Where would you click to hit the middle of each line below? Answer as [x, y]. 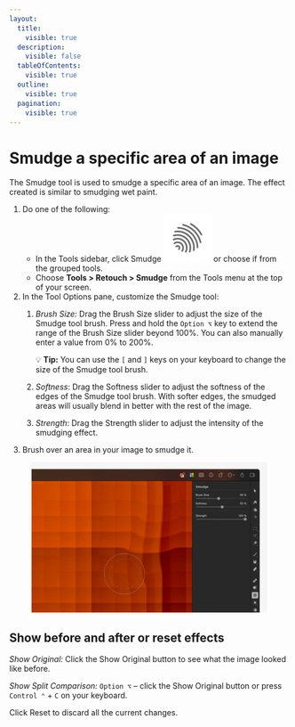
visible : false [53, 57]
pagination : [40, 103]
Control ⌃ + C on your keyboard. [68, 696]
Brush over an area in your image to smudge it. [108, 450]
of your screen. [63, 287]
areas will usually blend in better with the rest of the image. [144, 406]
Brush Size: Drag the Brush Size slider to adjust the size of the [149, 314]
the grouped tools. [69, 268]
